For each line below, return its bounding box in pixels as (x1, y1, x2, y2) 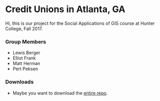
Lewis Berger (12, 49, 41, 56)
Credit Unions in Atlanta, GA (5, 4, 126, 15)
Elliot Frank (12, 55, 36, 61)
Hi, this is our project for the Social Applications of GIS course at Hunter (5, 20, 155, 26)
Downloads (5, 78, 34, 85)
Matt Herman (12, 61, 41, 67)
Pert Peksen (12, 66, 38, 72)
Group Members (5, 38, 47, 45)
